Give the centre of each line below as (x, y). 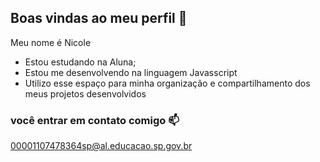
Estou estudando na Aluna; (80, 62)
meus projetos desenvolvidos (85, 93)
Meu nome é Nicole (51, 42)
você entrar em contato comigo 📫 (95, 120)
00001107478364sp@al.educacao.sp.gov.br (101, 146)
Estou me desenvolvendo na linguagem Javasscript (131, 72)
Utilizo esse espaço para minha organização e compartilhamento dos (167, 83)
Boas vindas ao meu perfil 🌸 (99, 18)
